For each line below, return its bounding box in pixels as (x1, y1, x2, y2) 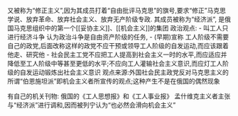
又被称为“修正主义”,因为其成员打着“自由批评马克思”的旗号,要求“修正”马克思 (7, 6, 226, 14)
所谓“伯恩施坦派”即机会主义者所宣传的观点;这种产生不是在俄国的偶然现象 (7, 77, 220, 85)
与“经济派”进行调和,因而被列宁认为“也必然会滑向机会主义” (7, 101, 176, 109)
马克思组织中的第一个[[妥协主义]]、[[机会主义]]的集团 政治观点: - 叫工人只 (13, 24, 229, 32)
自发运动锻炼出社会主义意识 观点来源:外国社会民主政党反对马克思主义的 (19, 68, 229, 76)
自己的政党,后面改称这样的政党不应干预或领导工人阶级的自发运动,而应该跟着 (7, 42, 229, 50)
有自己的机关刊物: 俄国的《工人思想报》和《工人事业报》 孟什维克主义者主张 (7, 92, 231, 100)
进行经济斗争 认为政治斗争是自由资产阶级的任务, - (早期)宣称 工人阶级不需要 (7, 33, 229, 41)
